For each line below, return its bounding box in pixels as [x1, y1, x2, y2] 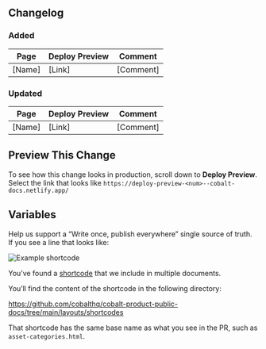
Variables [8, 208, 57, 221]
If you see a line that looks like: [8, 237, 110, 247]
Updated [8, 87, 42, 98]
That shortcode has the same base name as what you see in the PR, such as [8, 323, 258, 332]
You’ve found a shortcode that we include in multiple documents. [8, 268, 222, 278]
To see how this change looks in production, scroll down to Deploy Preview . [8, 170, 258, 179]
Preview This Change [8, 148, 117, 162]
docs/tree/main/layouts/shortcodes [8, 307, 124, 316]
